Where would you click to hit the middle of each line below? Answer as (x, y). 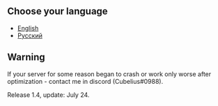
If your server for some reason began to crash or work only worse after (109, 74)
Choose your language (57, 11)
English (28, 28)
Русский (30, 35)
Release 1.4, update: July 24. (48, 95)
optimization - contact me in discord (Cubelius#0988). (85, 81)
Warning (26, 57)
